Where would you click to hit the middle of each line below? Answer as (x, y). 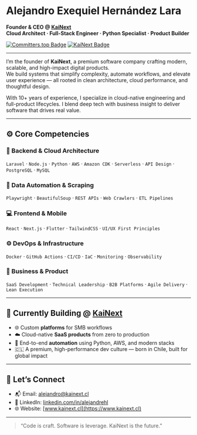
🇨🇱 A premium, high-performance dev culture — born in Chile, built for (101, 349)
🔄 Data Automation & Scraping (50, 185)
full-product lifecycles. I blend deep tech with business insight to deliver (93, 104)
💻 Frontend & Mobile (37, 213)
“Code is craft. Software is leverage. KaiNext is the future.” (91, 426)
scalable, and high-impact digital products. (58, 67)
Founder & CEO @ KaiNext (39, 27)
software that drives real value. (43, 110)
